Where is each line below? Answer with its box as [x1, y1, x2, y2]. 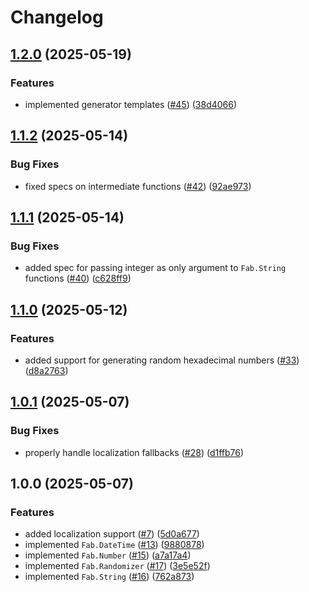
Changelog [10, 6, 104, 29]
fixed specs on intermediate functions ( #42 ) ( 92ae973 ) [24, 180, 252, 192]
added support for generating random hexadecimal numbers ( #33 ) [24, 354, 300, 366]
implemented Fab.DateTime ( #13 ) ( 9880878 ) [24, 539, 205, 551]
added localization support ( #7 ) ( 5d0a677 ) [24, 528, 200, 540]
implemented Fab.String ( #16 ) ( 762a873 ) [24, 571, 195, 583]
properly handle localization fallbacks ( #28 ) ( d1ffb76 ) [24, 446, 245, 458]
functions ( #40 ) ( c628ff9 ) [24, 272, 132, 285]
